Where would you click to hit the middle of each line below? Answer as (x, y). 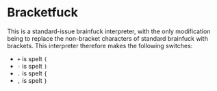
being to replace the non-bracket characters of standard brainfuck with (108, 38)
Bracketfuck (43, 13)
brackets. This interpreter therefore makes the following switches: (100, 45)
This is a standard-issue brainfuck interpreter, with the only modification (109, 31)
